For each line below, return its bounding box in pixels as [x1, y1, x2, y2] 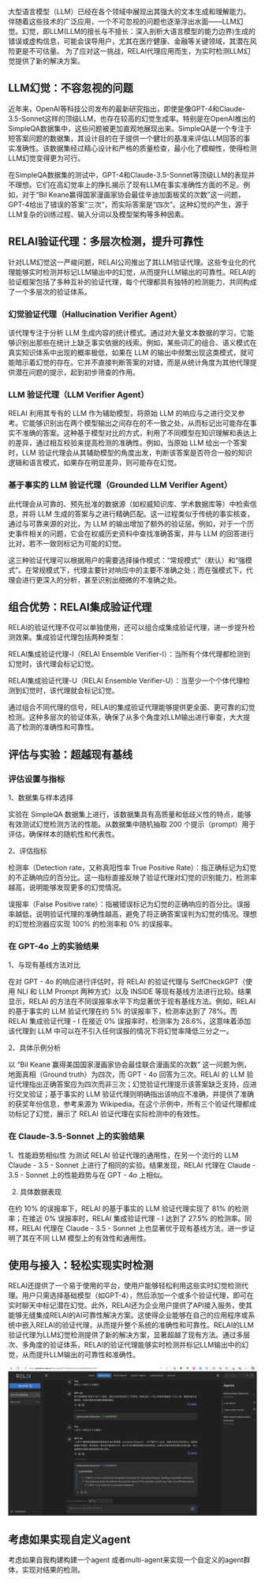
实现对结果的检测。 [21, 1565, 84, 1575]
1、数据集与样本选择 [8, 793, 73, 803]
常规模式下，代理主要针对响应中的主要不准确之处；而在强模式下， [32, 565, 247, 575]
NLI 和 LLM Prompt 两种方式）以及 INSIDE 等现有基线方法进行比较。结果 [17, 987, 252, 996]
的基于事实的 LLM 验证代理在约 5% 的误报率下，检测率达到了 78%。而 [8, 1007, 238, 1016]
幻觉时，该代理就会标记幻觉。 [21, 686, 119, 695]
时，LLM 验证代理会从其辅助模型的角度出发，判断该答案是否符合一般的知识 [8, 448, 252, 458]
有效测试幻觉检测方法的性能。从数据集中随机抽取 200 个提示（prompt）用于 [8, 819, 256, 829]
